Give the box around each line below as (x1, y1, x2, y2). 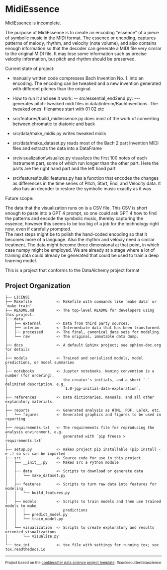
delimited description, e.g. (5, 381, 66, 387)
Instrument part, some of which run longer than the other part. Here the (12, 160, 159, 166)
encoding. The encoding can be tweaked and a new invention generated (12, 80, 162, 86)
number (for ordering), (5, 373, 55, 378)
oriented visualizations (5, 529, 57, 534)
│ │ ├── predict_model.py (5, 512, 68, 517)
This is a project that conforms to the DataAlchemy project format (5, 267, 140, 273)
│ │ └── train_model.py (5, 516, 64, 521)
